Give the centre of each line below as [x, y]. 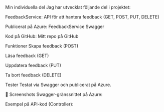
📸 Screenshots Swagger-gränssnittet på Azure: [54, 94]
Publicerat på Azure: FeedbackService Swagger [55, 26]
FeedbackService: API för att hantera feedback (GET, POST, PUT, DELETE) [82, 17]
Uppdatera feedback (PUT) [33, 65]
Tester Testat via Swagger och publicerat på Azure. [58, 85]
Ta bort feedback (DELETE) [33, 75]
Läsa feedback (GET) [27, 55]
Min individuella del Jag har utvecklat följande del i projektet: [68, 7]
